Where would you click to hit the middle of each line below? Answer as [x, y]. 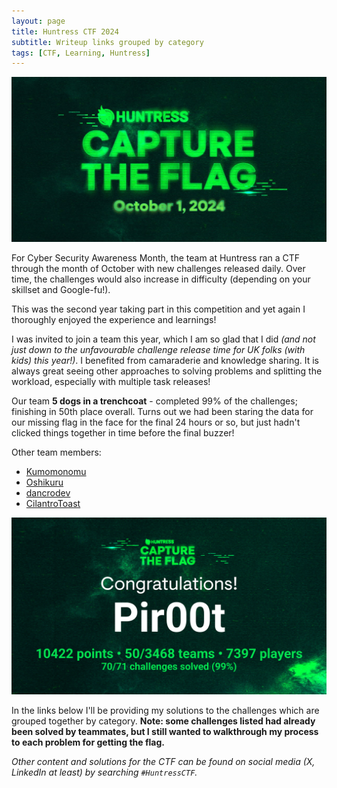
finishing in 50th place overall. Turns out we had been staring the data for [162, 411]
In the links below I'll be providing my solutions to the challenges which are [165, 711]
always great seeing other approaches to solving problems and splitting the [167, 371]
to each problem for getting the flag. [88, 742]
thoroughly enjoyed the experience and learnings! [114, 319]
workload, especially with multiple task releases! [111, 381]
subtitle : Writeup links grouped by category [107, 42]
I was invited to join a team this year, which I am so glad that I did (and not [163, 339]
